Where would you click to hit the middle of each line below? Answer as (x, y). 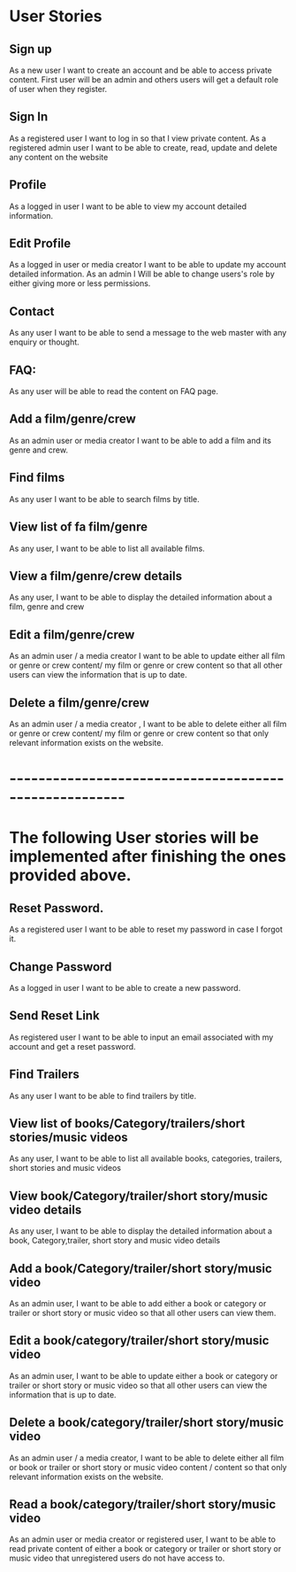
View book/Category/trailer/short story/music (139, 1196)
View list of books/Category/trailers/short (127, 1123)
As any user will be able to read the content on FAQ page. (114, 391)
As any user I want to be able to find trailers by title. (103, 1096)
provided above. (70, 875)
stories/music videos (68, 1137)
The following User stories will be (134, 838)
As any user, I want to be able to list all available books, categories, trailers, (146, 1158)
